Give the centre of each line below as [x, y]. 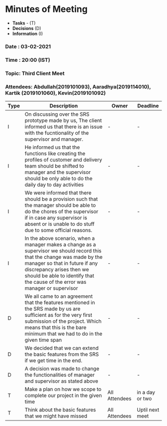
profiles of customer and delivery [63, 160]
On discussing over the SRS [57, 114]
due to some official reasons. [58, 230]
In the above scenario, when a [60, 238]
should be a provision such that [61, 199]
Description [64, 106]
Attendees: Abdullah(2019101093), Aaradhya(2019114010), [78, 87]
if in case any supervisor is [56, 218]
